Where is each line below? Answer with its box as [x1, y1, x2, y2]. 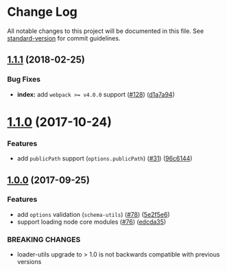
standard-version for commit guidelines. [7, 34, 121, 42]
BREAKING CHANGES [7, 235, 81, 244]
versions [16, 258, 42, 266]
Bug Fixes [7, 75, 41, 84]
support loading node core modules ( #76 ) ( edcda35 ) [16, 217, 167, 226]
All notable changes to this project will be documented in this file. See [7, 27, 204, 35]
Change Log [7, 4, 77, 20]
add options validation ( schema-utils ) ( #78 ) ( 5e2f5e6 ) [16, 210, 170, 218]
